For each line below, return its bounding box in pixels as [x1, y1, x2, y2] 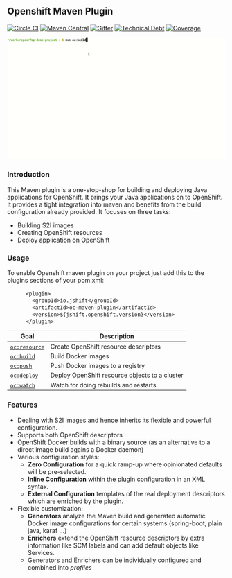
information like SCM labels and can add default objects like [27, 541, 199, 550]
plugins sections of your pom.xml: [7, 276, 104, 284]
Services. [27, 548, 55, 557]
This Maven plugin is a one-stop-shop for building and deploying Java [7, 185, 208, 193]
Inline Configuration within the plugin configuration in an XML [27, 475, 206, 483]
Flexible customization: [17, 504, 83, 512]
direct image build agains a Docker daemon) [17, 445, 144, 453]
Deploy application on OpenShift [17, 236, 110, 244]
